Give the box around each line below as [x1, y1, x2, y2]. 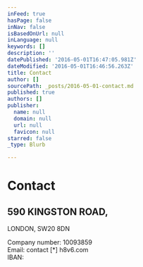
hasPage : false [7, 17, 52, 24]
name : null [13, 108, 46, 116]
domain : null [13, 115, 52, 122]
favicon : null [13, 128, 55, 135]
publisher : [7, 102, 39, 109]
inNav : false [7, 23, 46, 30]
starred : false [7, 135, 52, 142]
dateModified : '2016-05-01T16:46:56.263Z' [7, 63, 134, 70]
